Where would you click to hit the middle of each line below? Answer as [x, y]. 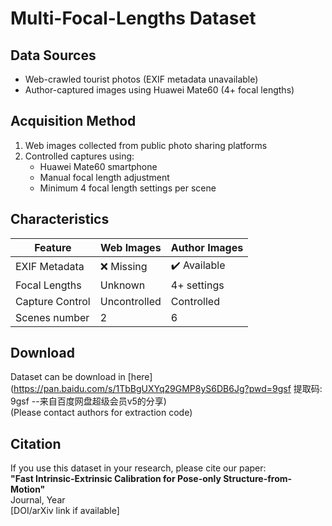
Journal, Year [38, 500]
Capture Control [53, 301]
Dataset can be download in [68, 377]
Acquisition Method [73, 121]
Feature [53, 247]
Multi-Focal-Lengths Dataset [133, 18]
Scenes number [52, 317]
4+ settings [197, 285]
